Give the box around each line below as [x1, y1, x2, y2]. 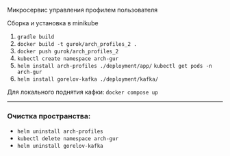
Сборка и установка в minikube [7, 19, 99, 27]
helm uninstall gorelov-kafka [16, 143, 104, 150]
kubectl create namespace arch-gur [16, 55, 119, 62]
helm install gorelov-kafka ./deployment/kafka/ [16, 76, 159, 83]
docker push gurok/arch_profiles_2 [16, 48, 119, 55]
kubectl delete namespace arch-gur [16, 135, 119, 142]
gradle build [16, 34, 55, 40]
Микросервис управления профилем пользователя [7, 6, 158, 14]
